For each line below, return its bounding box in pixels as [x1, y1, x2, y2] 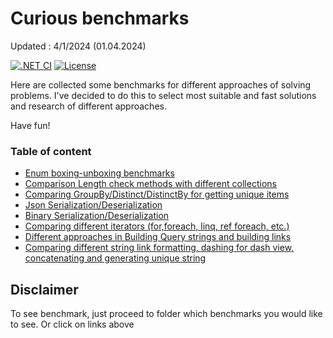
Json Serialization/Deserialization [24, 199, 163, 211]
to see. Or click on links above [10, 318, 135, 331]
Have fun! [10, 119, 51, 131]
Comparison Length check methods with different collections [24, 178, 277, 190]
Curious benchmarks [10, 7, 190, 30]
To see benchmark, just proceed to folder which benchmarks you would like [10, 308, 323, 320]
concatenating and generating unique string [24, 252, 207, 264]
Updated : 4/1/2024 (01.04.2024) [10, 40, 147, 52]
